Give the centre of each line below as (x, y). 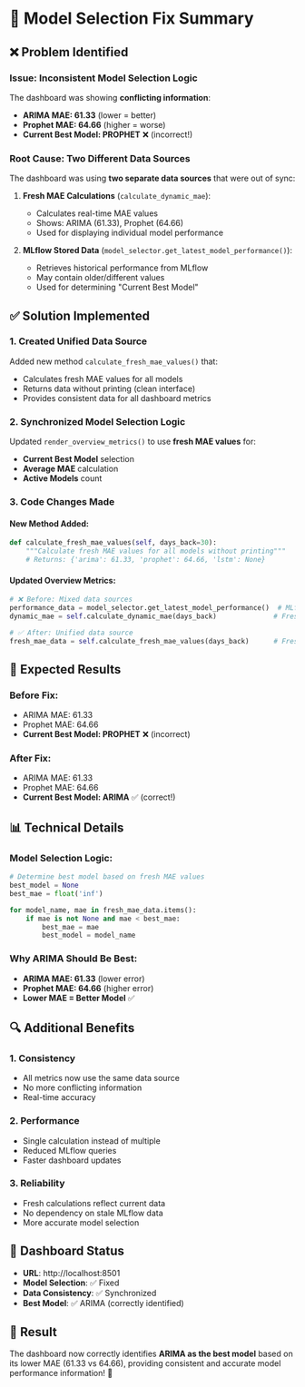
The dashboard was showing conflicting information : (110, 97)
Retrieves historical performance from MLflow (122, 268)
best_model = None (44, 885)
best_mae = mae (71, 927)
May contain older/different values (100, 278)
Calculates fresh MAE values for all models (103, 379)
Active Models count (62, 478)
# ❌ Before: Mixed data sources (71, 600)
